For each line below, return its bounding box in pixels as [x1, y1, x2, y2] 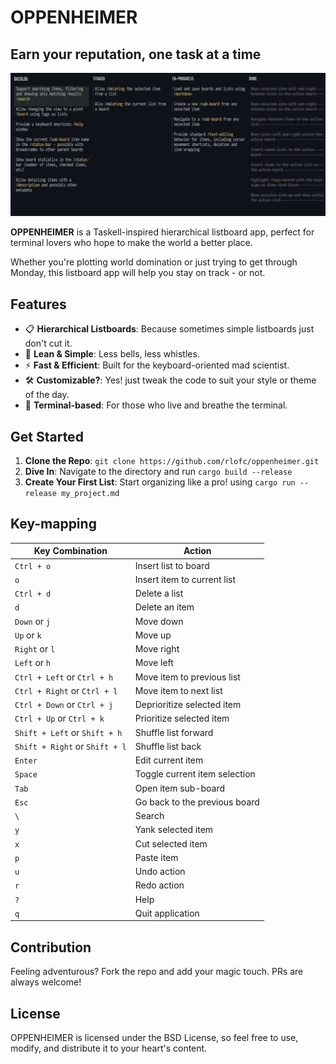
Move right [134, 643, 180, 655]
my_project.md [61, 488, 120, 498]
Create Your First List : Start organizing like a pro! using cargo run [24, 476, 296, 488]
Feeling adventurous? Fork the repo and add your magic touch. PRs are [10, 966, 304, 978]
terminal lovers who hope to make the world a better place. [10, 237, 253, 249]
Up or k [14, 629, 42, 641]
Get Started [10, 428, 84, 445]
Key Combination [33, 545, 108, 557]
